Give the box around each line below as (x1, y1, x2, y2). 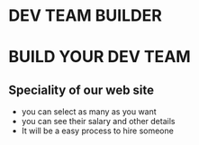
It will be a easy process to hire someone (21, 125, 175, 136)
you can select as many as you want (21, 106, 157, 117)
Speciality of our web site (8, 82, 155, 97)
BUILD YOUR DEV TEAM (8, 47, 191, 68)
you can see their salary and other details (21, 116, 176, 127)
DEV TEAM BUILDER (8, 5, 163, 26)
